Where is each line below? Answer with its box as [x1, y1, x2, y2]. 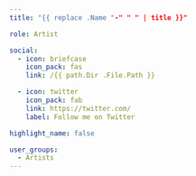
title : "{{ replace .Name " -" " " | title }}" [9, 13, 188, 23]
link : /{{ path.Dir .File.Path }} [25, 71, 155, 80]
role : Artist [9, 29, 59, 39]
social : [9, 46, 39, 55]
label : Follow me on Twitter [25, 112, 135, 122]
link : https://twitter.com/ [25, 104, 131, 113]
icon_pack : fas [25, 62, 83, 72]
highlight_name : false [9, 128, 95, 138]
